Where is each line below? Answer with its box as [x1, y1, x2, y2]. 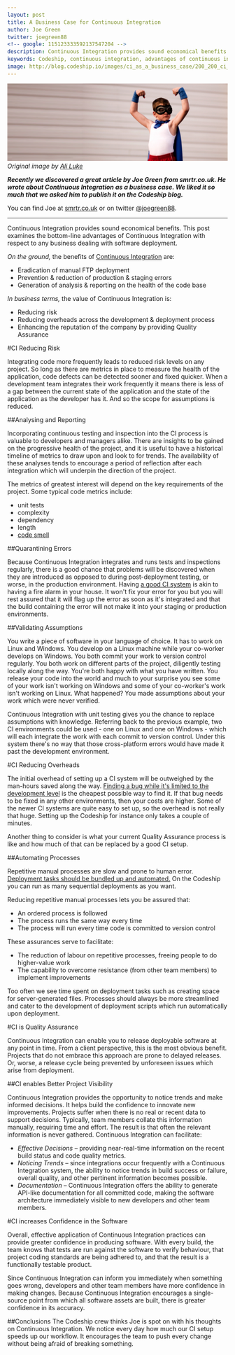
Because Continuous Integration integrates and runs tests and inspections [7, 558, 221, 566]
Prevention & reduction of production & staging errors [17, 274, 173, 282]
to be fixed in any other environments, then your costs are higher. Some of [7, 796, 222, 805]
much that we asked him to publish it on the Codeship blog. [7, 190, 184, 199]
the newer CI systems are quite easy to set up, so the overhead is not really [7, 804, 225, 813]
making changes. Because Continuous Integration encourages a [7, 1289, 192, 1298]
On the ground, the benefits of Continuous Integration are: [7, 253, 175, 261]
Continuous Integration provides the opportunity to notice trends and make [7, 1093, 223, 1102]
